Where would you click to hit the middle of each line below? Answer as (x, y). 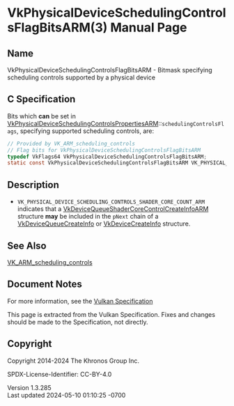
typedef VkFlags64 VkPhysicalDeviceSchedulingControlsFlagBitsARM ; (107, 157)
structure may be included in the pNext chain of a (88, 217)
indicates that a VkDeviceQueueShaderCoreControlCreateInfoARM (113, 209)
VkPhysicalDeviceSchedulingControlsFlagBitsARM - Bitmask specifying (110, 70)
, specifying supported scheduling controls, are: (85, 131)
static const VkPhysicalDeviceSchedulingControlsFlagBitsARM (98, 163)
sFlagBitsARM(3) (57, 28)
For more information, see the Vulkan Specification (80, 301)
